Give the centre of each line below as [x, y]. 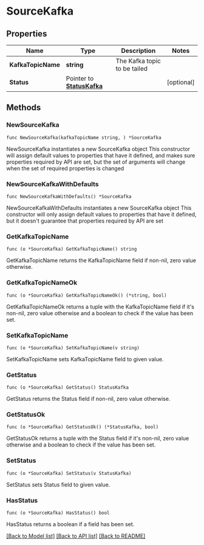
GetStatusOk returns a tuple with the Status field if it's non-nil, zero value [98, 439]
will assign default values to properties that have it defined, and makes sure [101, 155]
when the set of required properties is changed [65, 168]
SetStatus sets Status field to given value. [58, 484]
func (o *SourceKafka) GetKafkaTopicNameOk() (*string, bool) [87, 295]
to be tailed [131, 68]
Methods [24, 108]
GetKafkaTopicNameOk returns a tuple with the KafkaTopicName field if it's [100, 307]
